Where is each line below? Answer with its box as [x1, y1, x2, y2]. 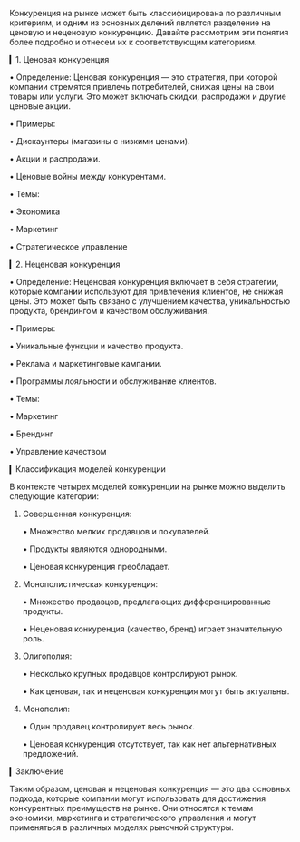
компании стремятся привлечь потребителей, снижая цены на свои [9, 82, 275, 92]
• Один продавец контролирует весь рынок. [22, 721, 195, 731]
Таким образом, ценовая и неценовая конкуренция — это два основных [9, 784, 291, 794]
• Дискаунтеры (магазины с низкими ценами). [9, 136, 190, 146]
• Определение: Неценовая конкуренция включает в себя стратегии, [9, 277, 279, 287]
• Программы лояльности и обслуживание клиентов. [9, 376, 218, 387]
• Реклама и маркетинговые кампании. [9, 358, 162, 368]
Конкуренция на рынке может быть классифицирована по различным [9, 8, 282, 18]
